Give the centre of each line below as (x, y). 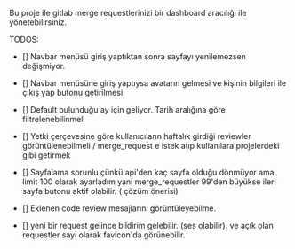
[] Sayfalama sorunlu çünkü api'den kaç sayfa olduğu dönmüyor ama (148, 172)
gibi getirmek (46, 155)
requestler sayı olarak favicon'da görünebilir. (104, 235)
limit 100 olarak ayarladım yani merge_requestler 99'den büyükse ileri (149, 182)
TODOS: (24, 39)
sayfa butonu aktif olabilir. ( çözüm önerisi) (100, 191)
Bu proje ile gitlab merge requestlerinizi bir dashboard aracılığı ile (128, 13)
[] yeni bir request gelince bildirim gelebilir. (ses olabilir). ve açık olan (147, 226)
